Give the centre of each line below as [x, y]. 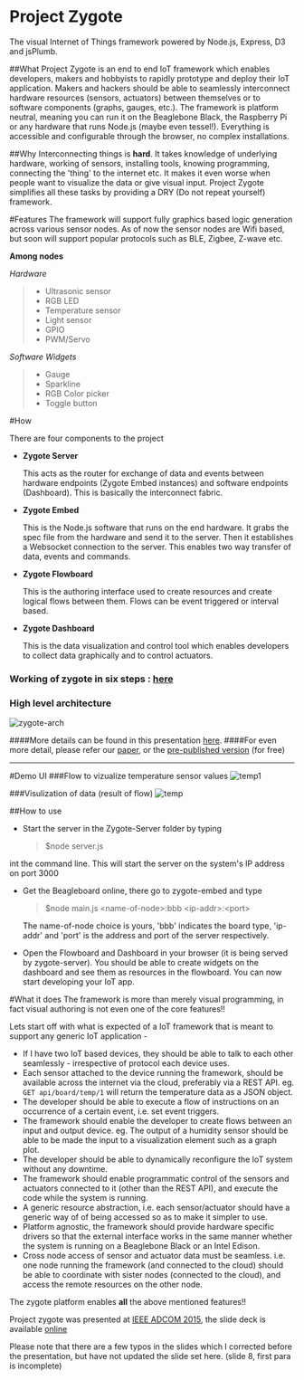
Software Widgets [43, 357]
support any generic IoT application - [78, 1036]
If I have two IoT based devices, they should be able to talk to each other [158, 1054]
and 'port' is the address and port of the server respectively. [157, 936]
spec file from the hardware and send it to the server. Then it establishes [158, 537]
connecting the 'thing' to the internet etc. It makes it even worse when [140, 173]
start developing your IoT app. [79, 982]
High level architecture [60, 703]
